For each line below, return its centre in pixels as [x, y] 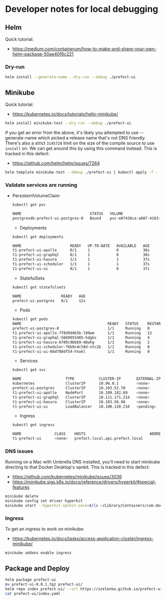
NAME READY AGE [49, 296]
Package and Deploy [38, 568]
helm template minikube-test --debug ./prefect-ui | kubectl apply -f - [82, 172]
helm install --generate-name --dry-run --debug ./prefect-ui [70, 77]
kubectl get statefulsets [39, 287]
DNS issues [19, 451]
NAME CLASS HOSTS [49, 434]
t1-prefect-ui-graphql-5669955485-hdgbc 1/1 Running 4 [81, 337]
